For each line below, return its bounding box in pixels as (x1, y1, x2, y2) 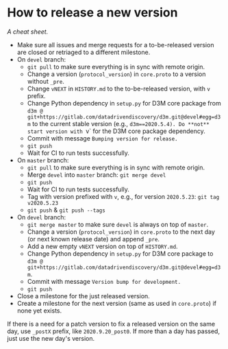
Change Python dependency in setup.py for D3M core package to (27, 249, 214, 258)
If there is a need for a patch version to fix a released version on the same (7, 320, 216, 328)
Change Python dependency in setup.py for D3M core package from (27, 99, 221, 107)
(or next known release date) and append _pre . (27, 234, 160, 243)
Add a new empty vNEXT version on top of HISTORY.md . (27, 242, 178, 250)
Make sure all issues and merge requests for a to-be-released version (16, 40, 214, 49)
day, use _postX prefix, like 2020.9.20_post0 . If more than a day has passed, (7, 327, 220, 335)
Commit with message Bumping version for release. (27, 134, 178, 142)
